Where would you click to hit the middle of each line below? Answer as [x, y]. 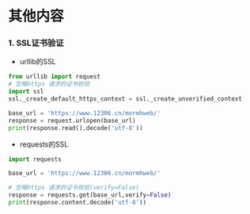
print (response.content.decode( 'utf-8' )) [78, 203]
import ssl [26, 92]
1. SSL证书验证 [36, 43]
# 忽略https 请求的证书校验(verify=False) [74, 188]
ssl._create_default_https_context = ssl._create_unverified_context [125, 99]
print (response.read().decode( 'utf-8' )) [76, 128]
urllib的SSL [38, 62]
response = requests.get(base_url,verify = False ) [90, 195]
